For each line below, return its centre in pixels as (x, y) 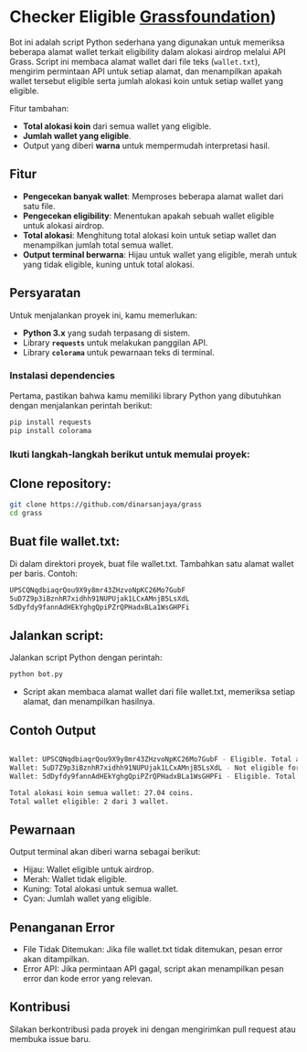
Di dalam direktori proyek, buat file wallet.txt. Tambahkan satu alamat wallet (152, 563)
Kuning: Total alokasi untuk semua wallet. (101, 889)
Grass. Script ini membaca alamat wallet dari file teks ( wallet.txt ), (135, 61)
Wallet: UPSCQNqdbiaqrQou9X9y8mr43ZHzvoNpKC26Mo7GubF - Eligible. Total (151, 760)
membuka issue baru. (50, 1038)
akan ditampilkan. (56, 959)
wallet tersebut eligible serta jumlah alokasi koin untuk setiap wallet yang (146, 80)
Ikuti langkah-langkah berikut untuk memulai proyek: (130, 454)
